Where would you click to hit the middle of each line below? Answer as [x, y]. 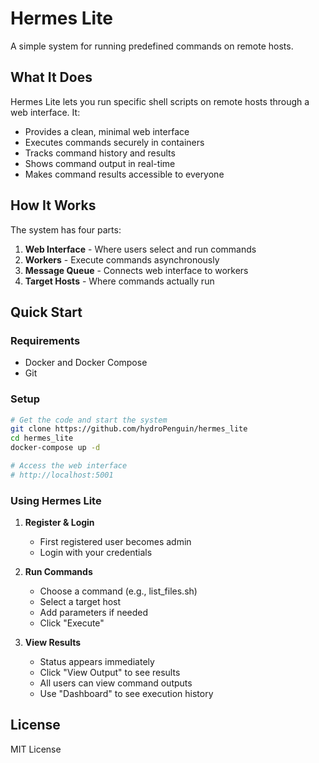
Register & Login [59, 523]
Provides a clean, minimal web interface [107, 131]
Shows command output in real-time [100, 163]
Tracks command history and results [100, 153]
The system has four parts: [66, 229]
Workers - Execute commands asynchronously [122, 259]
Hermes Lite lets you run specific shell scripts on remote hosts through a [160, 101]
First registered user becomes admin [115, 542]
